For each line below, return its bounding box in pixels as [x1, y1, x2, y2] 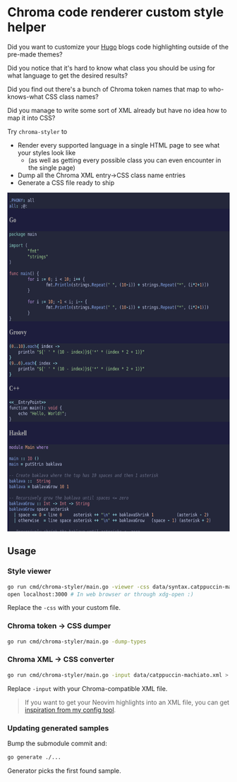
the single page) [28, 163, 75, 172]
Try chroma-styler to [7, 127, 68, 136]
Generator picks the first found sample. [7, 766, 121, 775]
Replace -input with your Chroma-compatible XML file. [7, 684, 168, 692]
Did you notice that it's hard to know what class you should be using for [7, 64, 216, 72]
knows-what [7, 92, 44, 101]
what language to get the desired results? [7, 71, 128, 80]
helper [7, 19, 47, 35]
